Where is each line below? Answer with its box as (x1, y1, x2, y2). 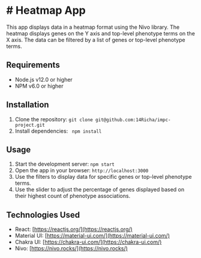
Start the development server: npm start (14, 160, 115, 168)
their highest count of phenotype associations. (14, 193, 131, 200)
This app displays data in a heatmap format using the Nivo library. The (6, 23, 180, 31)
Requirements (6, 60, 60, 70)
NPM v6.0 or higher (14, 82, 64, 89)
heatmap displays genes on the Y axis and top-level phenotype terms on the (6, 29, 195, 37)
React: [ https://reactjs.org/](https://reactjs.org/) (14, 226, 133, 233)
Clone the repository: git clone (14, 115, 93, 123)
